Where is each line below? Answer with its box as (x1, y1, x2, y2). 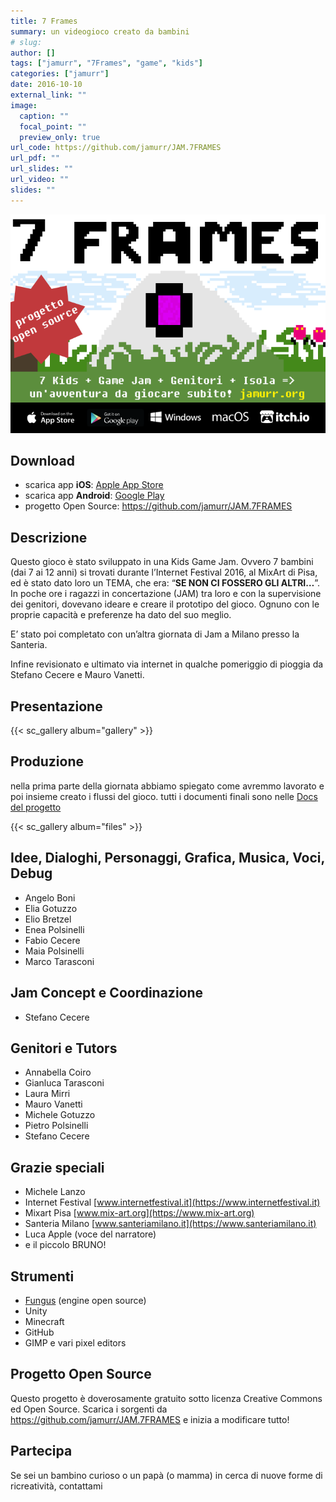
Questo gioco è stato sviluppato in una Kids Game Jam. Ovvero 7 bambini (10, 556, 314, 568)
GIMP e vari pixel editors (24, 1336, 127, 1349)
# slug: (10, 37, 43, 47)
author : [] (10, 48, 56, 58)
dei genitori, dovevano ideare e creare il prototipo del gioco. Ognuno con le (10, 598, 320, 610)
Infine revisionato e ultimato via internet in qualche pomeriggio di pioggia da (10, 658, 324, 670)
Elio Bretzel (24, 913, 72, 925)
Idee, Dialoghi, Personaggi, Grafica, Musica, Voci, (10, 850, 325, 867)
